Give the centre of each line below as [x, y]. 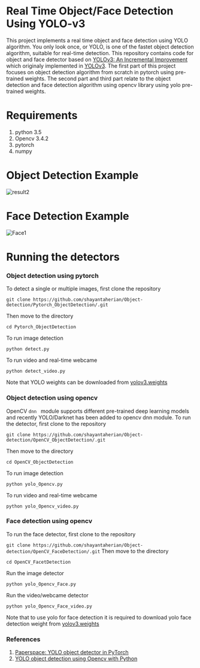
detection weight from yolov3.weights [53, 624]
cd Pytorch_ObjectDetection [41, 327]
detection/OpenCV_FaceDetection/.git [53, 551]
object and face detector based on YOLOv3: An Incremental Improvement [97, 59]
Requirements [42, 116]
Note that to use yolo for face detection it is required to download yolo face [99, 617]
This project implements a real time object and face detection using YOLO [97, 40]
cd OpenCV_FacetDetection [38, 562]
